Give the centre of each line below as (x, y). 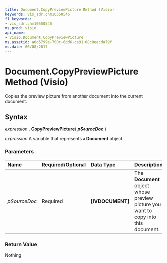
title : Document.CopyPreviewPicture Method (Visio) (60, 10)
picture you (147, 204)
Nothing (13, 255)
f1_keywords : (19, 19)
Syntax (16, 117)
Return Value (21, 244)
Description (148, 164)
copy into (145, 217)
